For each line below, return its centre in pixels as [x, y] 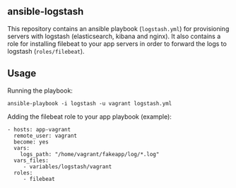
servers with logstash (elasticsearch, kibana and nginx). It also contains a [114, 36]
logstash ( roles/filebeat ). [46, 51]
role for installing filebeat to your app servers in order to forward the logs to [117, 43]
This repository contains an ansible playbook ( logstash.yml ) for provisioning [118, 28]
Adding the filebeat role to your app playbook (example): [89, 117]
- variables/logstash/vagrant [67, 166]
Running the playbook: [40, 90]
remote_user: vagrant [46, 136]
